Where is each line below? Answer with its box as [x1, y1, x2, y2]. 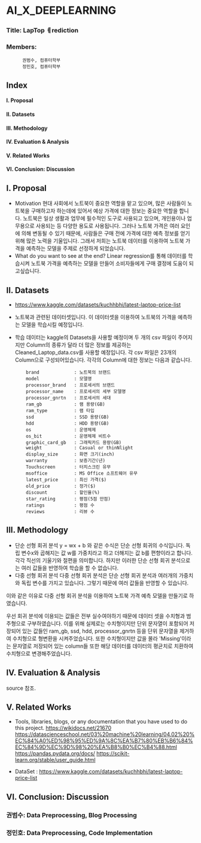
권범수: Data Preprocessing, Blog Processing [6, 811, 137, 819]
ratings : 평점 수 [26, 502, 95, 508]
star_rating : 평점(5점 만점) [26, 496, 111, 502]
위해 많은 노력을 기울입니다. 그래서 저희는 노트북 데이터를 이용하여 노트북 [14, 237, 184, 245]
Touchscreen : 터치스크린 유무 [26, 464, 111, 470]
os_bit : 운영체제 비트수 [26, 433, 111, 439]
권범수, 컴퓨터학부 [22, 58, 61, 64]
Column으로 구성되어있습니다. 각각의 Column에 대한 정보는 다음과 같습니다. [14, 356, 192, 364]
